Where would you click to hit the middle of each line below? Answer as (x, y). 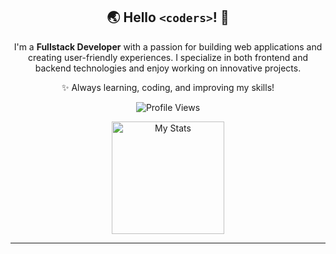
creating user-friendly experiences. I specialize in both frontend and (168, 57)
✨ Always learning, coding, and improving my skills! (168, 87)
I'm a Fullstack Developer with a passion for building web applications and (168, 46)
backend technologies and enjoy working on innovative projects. (168, 68)
